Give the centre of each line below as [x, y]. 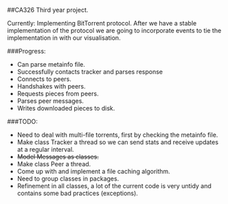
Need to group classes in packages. [68, 179]
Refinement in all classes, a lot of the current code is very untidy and [114, 186]
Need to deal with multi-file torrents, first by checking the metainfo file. [117, 135]
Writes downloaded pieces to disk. [66, 108]
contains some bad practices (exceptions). [78, 193]
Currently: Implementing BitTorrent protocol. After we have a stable [102, 23]
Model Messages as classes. [58, 157]
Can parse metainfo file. [51, 64]
